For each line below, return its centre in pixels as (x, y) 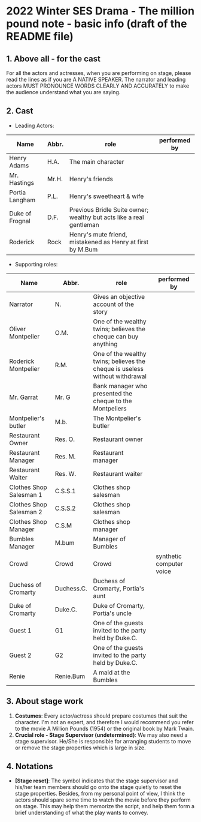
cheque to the (113, 401)
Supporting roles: (36, 264)
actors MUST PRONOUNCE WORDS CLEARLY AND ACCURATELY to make (98, 86)
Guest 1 (20, 630)
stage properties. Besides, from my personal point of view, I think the (100, 794)
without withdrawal (120, 376)
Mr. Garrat (24, 397)
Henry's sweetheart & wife (106, 196)
